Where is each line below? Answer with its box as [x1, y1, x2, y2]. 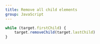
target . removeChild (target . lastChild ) [14, 30, 95, 35]
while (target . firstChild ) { [5, 25, 66, 30]
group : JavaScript [5, 12, 44, 17]
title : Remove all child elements [5, 7, 78, 12]
